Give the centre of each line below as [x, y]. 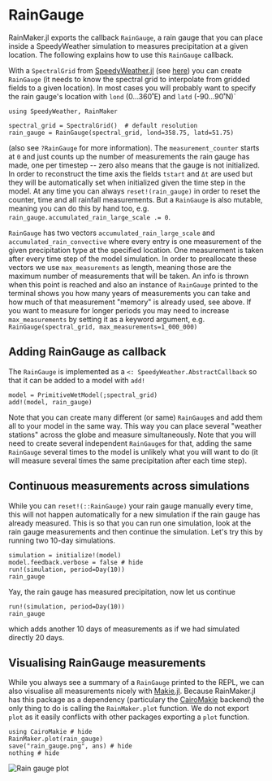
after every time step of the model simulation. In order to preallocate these [133, 259]
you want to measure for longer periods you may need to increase [119, 310]
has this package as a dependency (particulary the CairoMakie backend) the [136, 700]
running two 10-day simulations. [62, 540]
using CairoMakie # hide [50, 732]
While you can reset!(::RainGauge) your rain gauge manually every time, [131, 505]
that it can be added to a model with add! [77, 380]
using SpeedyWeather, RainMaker [63, 111]
